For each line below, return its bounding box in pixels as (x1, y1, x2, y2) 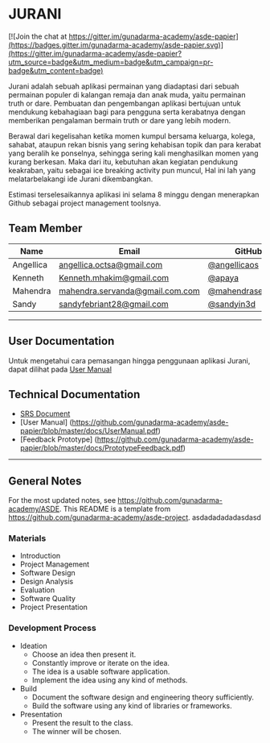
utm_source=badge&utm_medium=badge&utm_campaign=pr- (8, 57, 214, 67)
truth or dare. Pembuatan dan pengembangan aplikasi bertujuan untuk (8, 98, 241, 108)
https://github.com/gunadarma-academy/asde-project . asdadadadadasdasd (8, 513, 261, 522)
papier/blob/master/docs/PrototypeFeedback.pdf (19, 443, 183, 453)
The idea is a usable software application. (31, 666, 170, 676)
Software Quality (19, 594, 76, 604)
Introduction (19, 551, 61, 561)
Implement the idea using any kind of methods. (31, 675, 188, 685)
